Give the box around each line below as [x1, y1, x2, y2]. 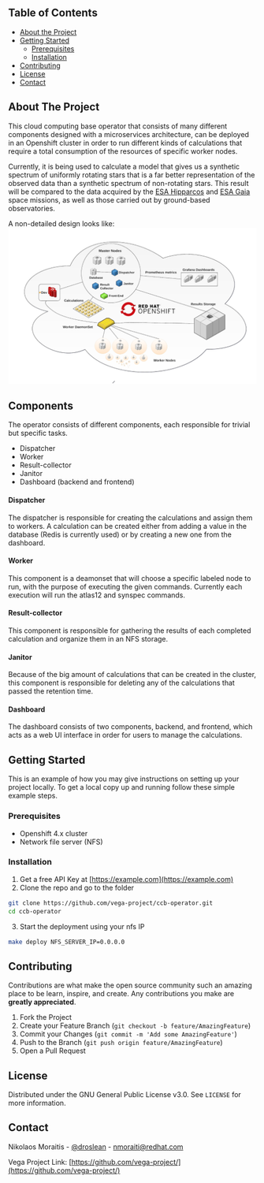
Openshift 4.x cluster [19, 828, 88, 838]
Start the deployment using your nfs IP [19, 921, 145, 931]
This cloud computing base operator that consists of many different [8, 121, 228, 131]
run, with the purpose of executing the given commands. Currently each [8, 582, 243, 591]
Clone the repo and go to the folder [19, 883, 135, 892]
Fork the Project [19, 1013, 73, 1022]
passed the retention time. [8, 686, 94, 696]
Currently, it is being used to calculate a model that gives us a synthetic [8, 162, 240, 171]
